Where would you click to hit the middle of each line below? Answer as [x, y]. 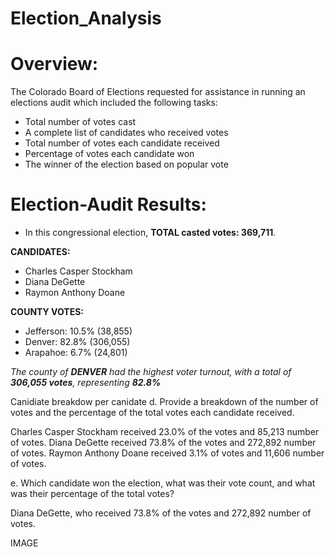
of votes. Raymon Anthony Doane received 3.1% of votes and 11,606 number [167, 453]
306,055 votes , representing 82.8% [86, 383]
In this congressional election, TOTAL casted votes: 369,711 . [150, 233]
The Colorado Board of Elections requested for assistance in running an [158, 92]
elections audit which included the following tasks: [114, 103]
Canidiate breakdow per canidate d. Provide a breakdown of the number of [164, 402]
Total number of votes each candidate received [122, 143]
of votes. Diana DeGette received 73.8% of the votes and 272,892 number [163, 443]
